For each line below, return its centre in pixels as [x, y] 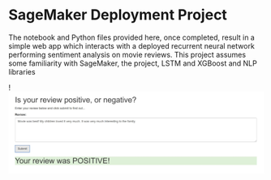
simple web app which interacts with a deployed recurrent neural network [132, 45]
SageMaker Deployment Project [118, 15]
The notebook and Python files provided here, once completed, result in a [132, 37]
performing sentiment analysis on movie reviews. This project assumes [127, 54]
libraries [22, 71]
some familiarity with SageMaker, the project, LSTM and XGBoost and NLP [133, 63]
